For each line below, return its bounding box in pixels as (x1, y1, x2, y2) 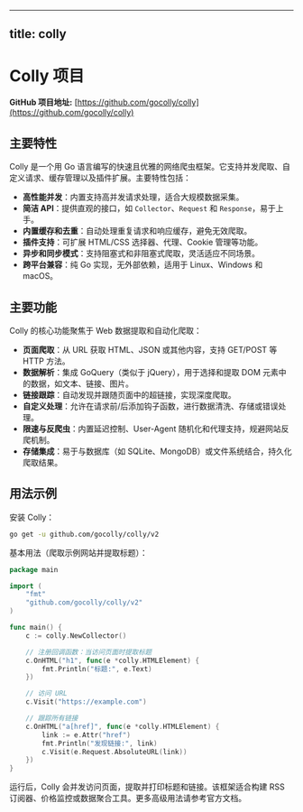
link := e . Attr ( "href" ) (41, 730, 131, 740)
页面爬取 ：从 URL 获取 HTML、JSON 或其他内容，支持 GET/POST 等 (22, 344, 278, 355)
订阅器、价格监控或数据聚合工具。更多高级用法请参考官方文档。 (9, 793, 246, 804)
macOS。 (22, 271, 59, 281)
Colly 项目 (9, 65, 85, 86)
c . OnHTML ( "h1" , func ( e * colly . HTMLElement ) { (25, 656, 200, 665)
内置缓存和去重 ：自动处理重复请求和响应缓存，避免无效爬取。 (22, 226, 252, 236)
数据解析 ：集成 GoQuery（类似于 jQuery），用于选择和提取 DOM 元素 (22, 366, 280, 377)
